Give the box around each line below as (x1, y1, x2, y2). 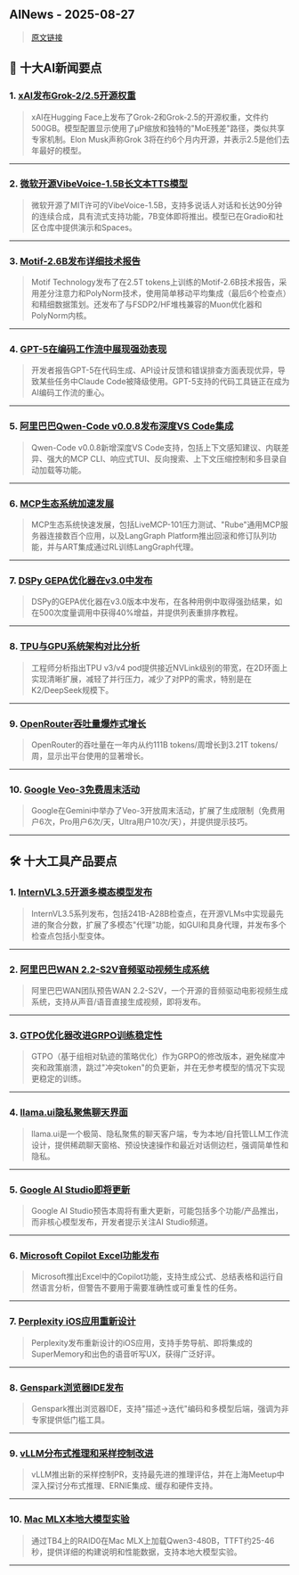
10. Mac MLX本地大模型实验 (9, 1513, 130, 1526)
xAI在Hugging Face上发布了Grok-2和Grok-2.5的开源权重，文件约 (30, 111, 269, 122)
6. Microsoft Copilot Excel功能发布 (9, 1249, 160, 1261)
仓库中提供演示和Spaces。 (38, 222, 137, 233)
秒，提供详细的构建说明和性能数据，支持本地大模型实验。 (30, 1546, 242, 1557)
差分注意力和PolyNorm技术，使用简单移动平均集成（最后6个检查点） (38, 288, 287, 299)
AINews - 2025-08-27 (9, 7, 135, 22)
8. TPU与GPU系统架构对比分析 (9, 640, 141, 653)
